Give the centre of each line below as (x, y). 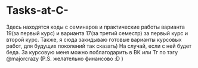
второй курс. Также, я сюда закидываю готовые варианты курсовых (94, 39)
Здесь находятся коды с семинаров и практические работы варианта (95, 27)
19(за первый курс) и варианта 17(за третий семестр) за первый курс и (97, 33)
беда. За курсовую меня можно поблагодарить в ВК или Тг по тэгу (92, 52)
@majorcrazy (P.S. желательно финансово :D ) (65, 58)
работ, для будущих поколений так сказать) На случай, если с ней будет (99, 46)
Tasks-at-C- (37, 10)
